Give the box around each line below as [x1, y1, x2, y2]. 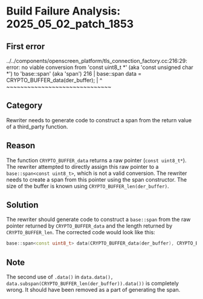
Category [6, 100, 43, 111]
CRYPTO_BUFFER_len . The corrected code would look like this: [6, 229, 155, 236]
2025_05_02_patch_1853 [6, 17, 134, 31]
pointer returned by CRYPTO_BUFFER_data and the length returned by [6, 222, 173, 229]
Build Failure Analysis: [6, 4, 121, 18]
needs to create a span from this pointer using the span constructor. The [6, 176, 187, 183]
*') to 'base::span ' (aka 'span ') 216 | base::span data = [6, 70, 142, 77]
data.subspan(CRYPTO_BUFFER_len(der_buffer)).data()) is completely [6, 280, 179, 287]
